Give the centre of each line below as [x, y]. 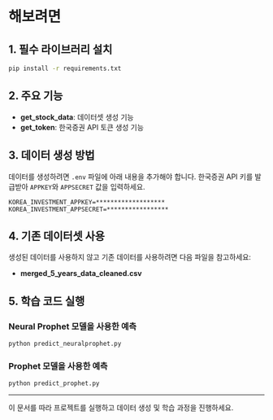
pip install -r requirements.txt [65, 68]
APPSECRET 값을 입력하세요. [103, 186]
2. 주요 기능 [36, 96]
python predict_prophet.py [54, 383]
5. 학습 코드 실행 [47, 301]
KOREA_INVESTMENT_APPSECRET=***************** [89, 209]
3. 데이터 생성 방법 [52, 155]
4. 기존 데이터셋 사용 [57, 236]
